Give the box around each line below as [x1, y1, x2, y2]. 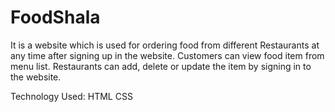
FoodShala [10, 6, 101, 29]
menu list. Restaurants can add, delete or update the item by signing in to [10, 60, 312, 72]
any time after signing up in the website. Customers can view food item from [10, 49, 325, 61]
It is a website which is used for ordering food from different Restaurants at [10, 39, 320, 51]
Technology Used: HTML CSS [10, 90, 133, 102]
